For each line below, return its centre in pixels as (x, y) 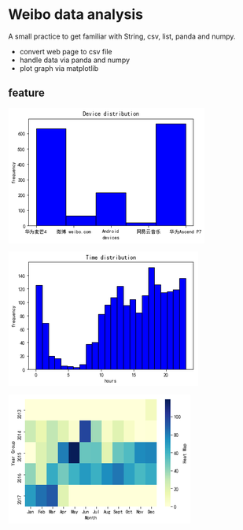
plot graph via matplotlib (59, 68)
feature (27, 93)
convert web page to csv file (66, 51)
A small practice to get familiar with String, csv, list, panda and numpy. (122, 36)
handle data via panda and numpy (75, 60)
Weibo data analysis (76, 15)
